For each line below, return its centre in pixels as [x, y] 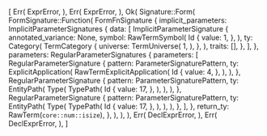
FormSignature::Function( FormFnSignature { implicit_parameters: [118, 20]
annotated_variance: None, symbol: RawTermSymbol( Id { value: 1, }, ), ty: [131, 37]
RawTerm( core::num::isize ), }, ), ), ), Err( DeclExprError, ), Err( [113, 115]
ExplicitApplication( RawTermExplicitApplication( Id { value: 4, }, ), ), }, [125, 72]
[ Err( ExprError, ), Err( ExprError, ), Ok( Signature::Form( [102, 12]
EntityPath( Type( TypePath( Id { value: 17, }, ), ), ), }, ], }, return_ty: [119, 106]
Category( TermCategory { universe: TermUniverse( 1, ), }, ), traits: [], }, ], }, [133, 46]
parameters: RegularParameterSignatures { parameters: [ [104, 55]
